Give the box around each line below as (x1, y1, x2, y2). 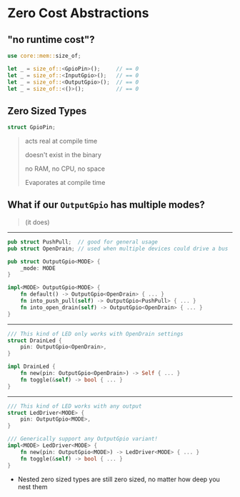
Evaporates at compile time (24, 179, 106, 187)
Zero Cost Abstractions (7, 5, 149, 21)
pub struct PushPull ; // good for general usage (7, 238, 159, 246)
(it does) (24, 218, 50, 226)
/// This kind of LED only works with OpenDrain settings (7, 330, 184, 337)
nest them (17, 482, 48, 491)
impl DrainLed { (7, 363, 56, 371)
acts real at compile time (24, 137, 98, 146)
